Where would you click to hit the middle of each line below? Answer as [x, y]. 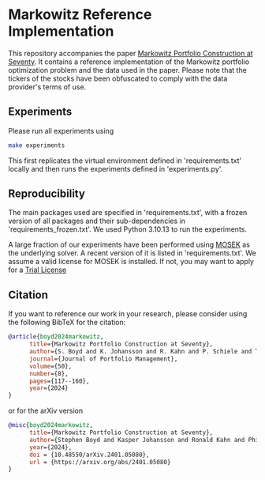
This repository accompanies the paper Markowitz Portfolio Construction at [131, 53]
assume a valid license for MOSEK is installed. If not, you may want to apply [131, 262]
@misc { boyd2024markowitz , [50, 425]
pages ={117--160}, [59, 381]
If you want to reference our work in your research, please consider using [128, 314]
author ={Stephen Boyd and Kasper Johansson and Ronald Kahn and [137, 440]
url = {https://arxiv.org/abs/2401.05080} [100, 462]
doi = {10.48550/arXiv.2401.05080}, [89, 455]
